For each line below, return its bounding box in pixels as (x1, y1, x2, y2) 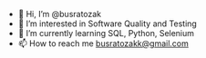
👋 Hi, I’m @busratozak (17, 9, 102, 19)
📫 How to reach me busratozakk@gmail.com (17, 38, 189, 49)
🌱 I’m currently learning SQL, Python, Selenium (17, 28, 194, 38)
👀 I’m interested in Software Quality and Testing (17, 18, 198, 29)
